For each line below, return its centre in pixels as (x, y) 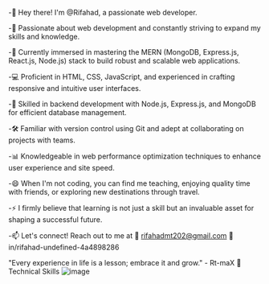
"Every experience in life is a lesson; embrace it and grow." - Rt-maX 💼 (125, 263)
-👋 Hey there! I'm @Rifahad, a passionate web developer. (103, 12)
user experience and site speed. (61, 168)
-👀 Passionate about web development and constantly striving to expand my (134, 28)
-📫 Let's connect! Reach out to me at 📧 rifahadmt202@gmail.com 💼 (121, 236)
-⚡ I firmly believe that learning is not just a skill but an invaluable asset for (131, 208)
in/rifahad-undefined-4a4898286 (64, 247)
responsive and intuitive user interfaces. (75, 88)
